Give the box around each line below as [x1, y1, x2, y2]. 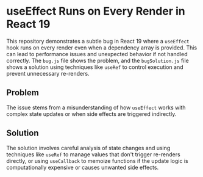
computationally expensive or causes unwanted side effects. [6, 164, 159, 171]
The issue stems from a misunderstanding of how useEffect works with [6, 104, 186, 111]
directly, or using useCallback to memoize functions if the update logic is [6, 157, 188, 164]
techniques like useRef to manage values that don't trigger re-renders [6, 151, 181, 158]
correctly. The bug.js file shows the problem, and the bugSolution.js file [6, 57, 189, 64]
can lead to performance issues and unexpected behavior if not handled [6, 50, 188, 57]
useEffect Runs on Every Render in [6, 4, 185, 18]
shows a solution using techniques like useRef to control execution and [6, 63, 183, 71]
